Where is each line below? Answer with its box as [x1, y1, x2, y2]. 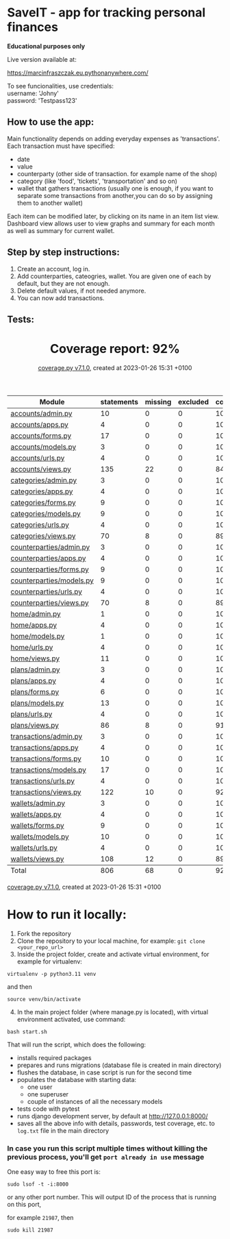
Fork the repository [16, 929, 72, 937]
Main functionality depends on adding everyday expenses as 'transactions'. [7, 134, 220, 143]
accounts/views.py [10, 464, 72, 474]
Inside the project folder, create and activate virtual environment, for [16, 950, 210, 958]
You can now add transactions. [16, 293, 105, 302]
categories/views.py [10, 531, 76, 541]
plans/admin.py [10, 665, 60, 674]
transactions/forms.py [10, 754, 82, 763]
